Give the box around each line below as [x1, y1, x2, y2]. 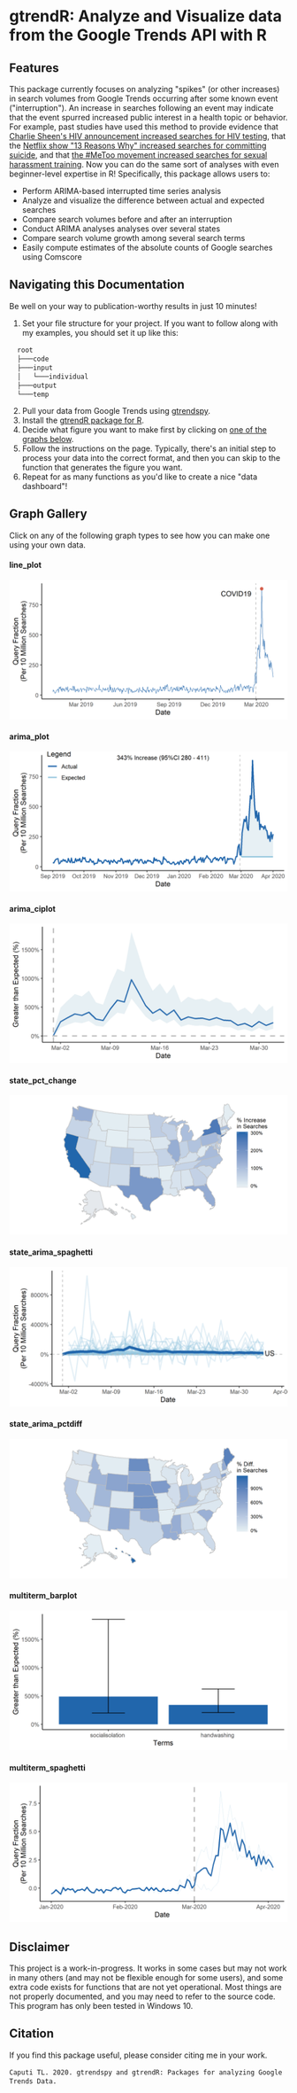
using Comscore [21, 252, 82, 262]
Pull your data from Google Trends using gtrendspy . [21, 405, 210, 416]
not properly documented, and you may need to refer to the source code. [9, 1991, 276, 2002]
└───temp [17, 390, 49, 399]
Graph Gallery [9, 507, 88, 522]
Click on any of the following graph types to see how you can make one [9, 530, 270, 541]
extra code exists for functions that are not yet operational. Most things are [9, 1982, 282, 1993]
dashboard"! [21, 480, 68, 491]
